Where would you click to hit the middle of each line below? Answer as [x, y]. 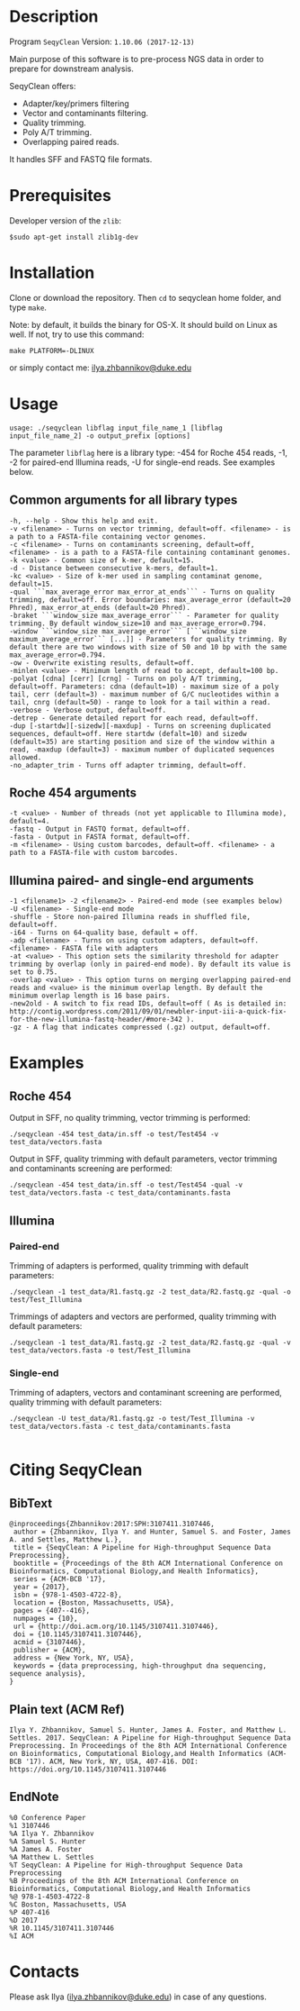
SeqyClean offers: [43, 86]
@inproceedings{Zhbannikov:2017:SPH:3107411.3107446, [112, 1524]
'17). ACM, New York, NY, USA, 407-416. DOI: [112, 1761]
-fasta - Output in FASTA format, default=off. [100, 837]
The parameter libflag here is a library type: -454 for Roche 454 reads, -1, [149, 452]
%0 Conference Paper [48, 1817]
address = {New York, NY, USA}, [74, 1658]
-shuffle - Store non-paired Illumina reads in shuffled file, [130, 917]
